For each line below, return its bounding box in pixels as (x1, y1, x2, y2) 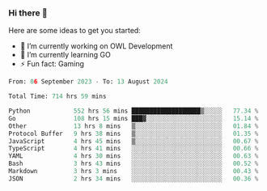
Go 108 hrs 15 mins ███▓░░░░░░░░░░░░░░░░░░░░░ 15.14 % (8, 114, 259, 122)
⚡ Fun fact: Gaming (19, 59, 85, 69)
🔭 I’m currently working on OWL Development (19, 41, 173, 51)
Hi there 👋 (8, 7, 49, 19)
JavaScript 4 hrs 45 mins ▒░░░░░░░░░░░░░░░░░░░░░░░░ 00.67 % (8, 137, 259, 145)
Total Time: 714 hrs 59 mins (8, 92, 107, 100)
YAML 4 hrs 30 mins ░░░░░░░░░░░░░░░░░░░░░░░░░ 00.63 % (8, 152, 259, 160)
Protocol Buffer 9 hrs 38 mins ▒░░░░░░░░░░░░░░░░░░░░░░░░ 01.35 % (8, 129, 259, 138)
